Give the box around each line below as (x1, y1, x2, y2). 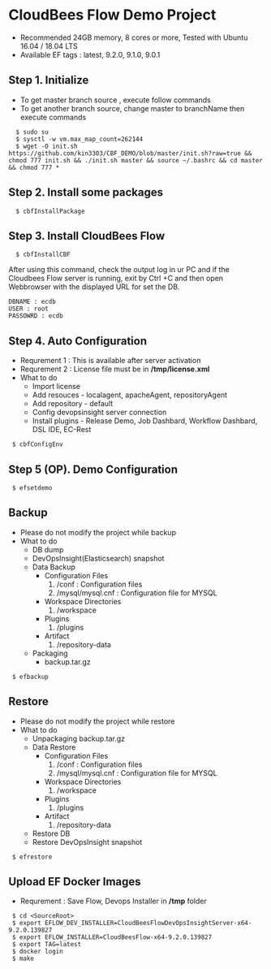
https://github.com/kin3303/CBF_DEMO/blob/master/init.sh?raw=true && (8, 149, 252, 158)
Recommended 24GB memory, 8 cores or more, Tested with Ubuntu (19, 32, 248, 42)
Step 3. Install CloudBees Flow (8, 229, 166, 243)
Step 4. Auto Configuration (8, 334, 148, 348)
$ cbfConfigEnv (11, 440, 63, 448)
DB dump (32, 544, 64, 554)
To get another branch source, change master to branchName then (19, 103, 245, 113)
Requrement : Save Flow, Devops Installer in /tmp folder (19, 896, 207, 906)
